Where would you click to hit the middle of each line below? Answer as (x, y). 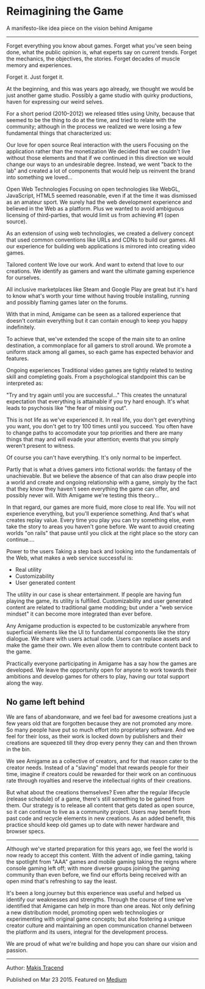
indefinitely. (21, 327)
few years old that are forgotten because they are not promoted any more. (100, 723)
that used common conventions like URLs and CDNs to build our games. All (101, 240)
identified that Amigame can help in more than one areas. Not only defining (101, 906)
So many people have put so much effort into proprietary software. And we (101, 730)
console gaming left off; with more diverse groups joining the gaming (93, 868)
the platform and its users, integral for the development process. (87, 932)
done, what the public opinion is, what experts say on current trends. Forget (102, 52)
